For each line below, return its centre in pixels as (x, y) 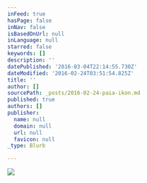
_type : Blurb (27, 146)
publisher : (23, 113)
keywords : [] (27, 54)
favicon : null (34, 139)
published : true (31, 100)
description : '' (31, 60)
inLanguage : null (33, 40)
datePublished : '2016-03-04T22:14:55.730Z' (72, 67)
